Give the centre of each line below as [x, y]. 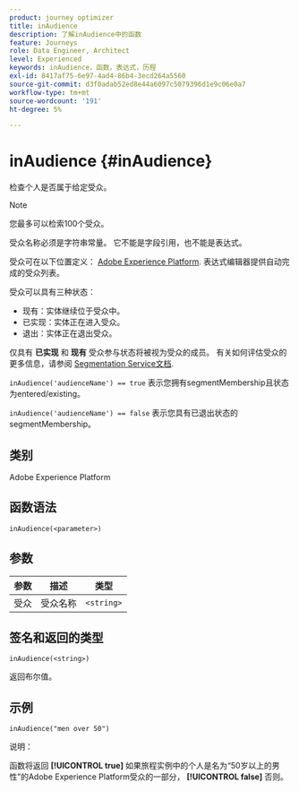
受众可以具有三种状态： [52, 292]
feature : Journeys [43, 43]
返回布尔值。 [33, 676]
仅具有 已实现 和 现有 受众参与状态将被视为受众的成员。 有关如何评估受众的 [148, 353]
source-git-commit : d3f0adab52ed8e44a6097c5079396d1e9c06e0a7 [128, 84]
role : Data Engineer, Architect [69, 51]
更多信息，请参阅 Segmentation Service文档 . [92, 364]
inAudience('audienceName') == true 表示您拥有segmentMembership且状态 [149, 383]
